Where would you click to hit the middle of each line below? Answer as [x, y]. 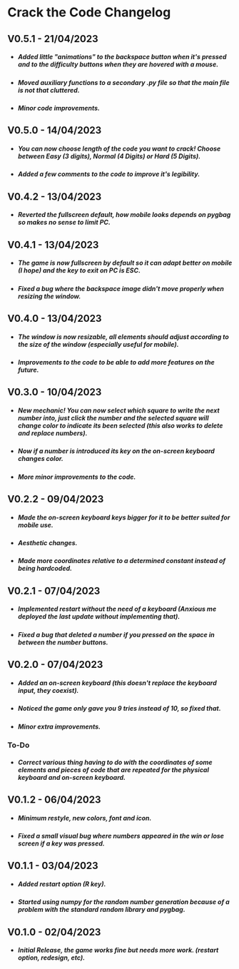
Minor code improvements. [59, 108]
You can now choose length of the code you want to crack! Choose [119, 148]
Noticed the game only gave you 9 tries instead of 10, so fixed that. [119, 709]
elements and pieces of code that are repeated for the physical [113, 770]
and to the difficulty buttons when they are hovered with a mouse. [118, 64]
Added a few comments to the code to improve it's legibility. [109, 174]
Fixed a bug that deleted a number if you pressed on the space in [116, 634]
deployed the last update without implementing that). [99, 617]
